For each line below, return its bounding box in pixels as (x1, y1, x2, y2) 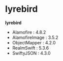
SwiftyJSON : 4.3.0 (12, 50, 51, 56)
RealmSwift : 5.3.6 (12, 45, 49, 51)
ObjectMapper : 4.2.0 (12, 39, 56, 45)
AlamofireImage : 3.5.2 (12, 34, 59, 40)
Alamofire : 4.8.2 (12, 29, 46, 35)
